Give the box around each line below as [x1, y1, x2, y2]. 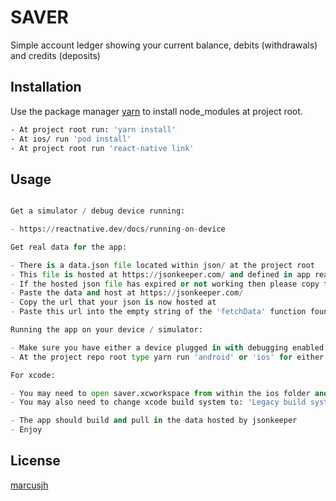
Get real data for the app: [10, 242, 128, 252]
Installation [10, 79, 82, 96]
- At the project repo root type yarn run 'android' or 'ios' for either [10, 352, 325, 362]
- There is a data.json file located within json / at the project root [10, 260, 315, 270]
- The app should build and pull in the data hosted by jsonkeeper [10, 416, 298, 426]
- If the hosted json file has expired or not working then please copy [10, 279, 320, 289]
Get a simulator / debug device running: [10, 206, 186, 216]
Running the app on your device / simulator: [10, 325, 203, 335]
